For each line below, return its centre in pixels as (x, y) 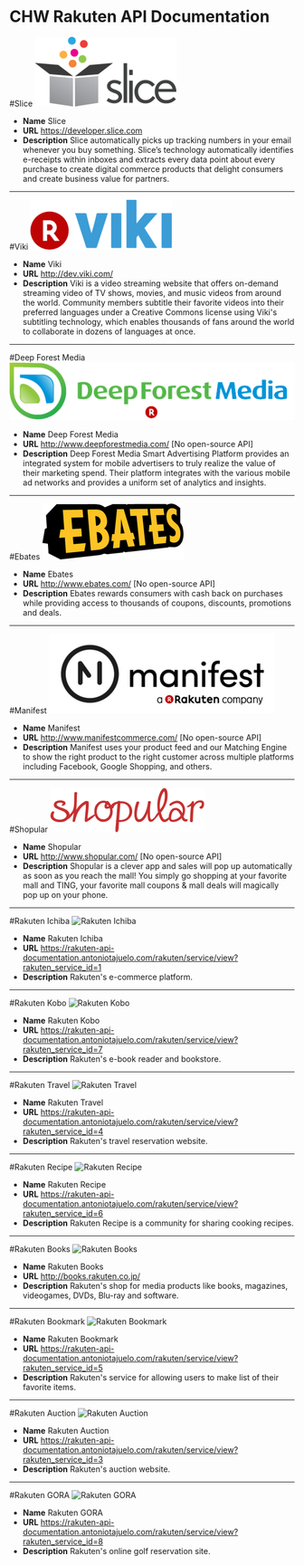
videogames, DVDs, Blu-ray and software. (100, 1295)
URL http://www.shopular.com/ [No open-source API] (122, 856)
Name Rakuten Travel (63, 1102)
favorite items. (49, 1387)
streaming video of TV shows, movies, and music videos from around (152, 292)
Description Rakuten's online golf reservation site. (116, 1551)
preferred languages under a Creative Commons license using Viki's (150, 312)
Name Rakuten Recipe (64, 1184)
